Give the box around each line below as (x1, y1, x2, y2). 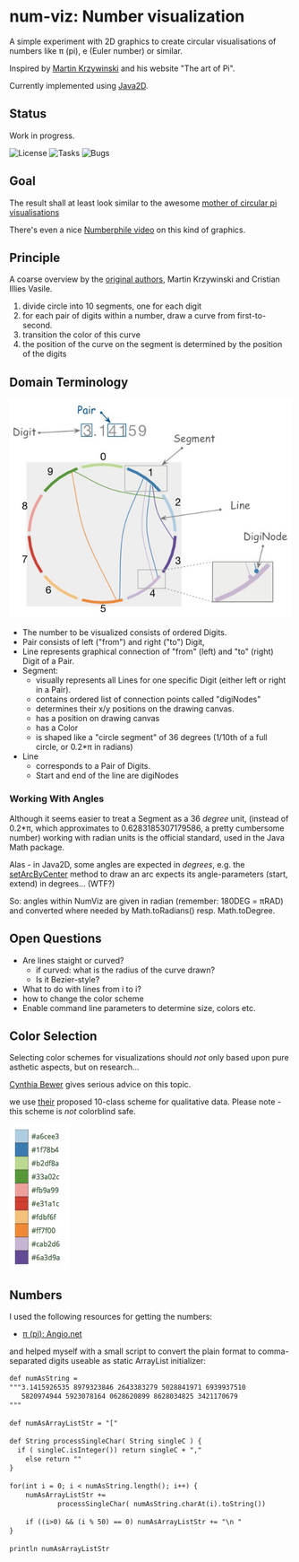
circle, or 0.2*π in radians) (35, 742, 133, 753)
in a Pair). (35, 685, 72, 695)
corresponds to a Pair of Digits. (35, 761, 151, 772)
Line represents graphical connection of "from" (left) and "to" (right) (21, 646, 275, 657)
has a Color (35, 722, 79, 733)
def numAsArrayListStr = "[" (9, 1419, 118, 1428)
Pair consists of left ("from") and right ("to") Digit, (21, 637, 205, 648)
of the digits (21, 348, 67, 360)
